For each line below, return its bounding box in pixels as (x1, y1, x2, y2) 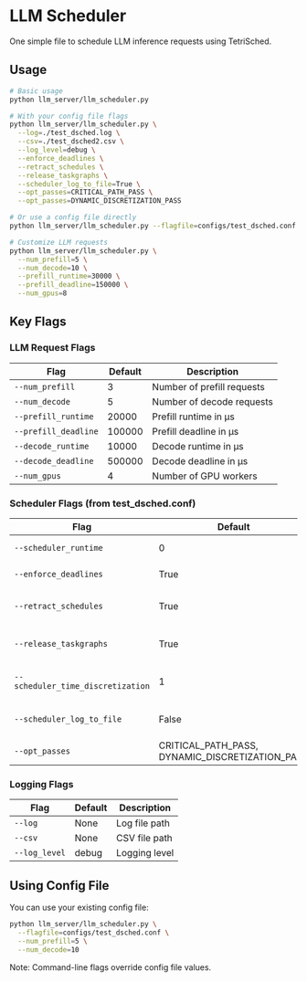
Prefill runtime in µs (152, 410, 235, 423)
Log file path (115, 817, 171, 829)
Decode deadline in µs (152, 454, 249, 467)
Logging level (115, 847, 175, 860)
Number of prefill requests (152, 380, 265, 393)
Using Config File (9, 878, 110, 893)
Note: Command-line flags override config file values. (9, 961, 212, 973)
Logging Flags (9, 777, 74, 790)
